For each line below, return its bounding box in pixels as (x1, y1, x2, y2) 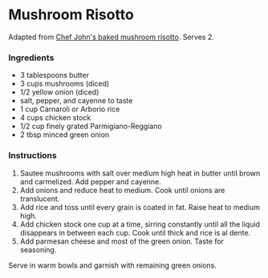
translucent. (19, 194, 60, 203)
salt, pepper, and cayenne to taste (19, 96, 133, 106)
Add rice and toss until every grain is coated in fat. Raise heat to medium (19, 202, 261, 212)
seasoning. (19, 244, 57, 254)
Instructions (8, 150, 58, 161)
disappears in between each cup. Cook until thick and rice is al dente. (19, 228, 251, 237)
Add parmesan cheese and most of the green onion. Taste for (19, 236, 225, 246)
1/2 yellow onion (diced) (19, 87, 99, 97)
